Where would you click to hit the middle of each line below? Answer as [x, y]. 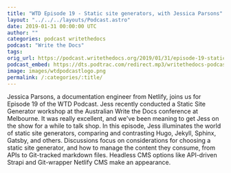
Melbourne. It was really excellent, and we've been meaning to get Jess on [113, 119]
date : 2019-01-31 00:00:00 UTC [52, 26]
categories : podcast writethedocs [57, 39]
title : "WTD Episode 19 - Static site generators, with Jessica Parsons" [115, 13]
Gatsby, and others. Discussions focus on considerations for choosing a [109, 141]
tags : [15, 52]
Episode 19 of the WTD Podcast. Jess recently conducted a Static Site [107, 104]
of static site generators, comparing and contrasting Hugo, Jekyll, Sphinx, [112, 133]
